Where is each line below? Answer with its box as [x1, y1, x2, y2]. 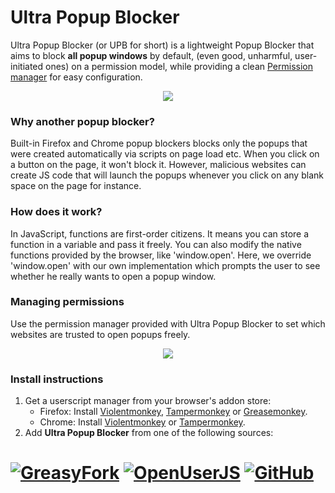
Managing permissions [10, 295, 125, 309]
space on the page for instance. [10, 180, 142, 192]
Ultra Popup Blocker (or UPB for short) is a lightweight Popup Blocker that [10, 39, 315, 51]
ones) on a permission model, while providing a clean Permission [45, 60, 314, 72]
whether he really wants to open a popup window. [10, 270, 217, 282]
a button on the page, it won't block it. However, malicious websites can [10, 159, 307, 171]
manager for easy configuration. [10, 71, 143, 83]
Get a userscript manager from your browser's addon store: [24, 395, 272, 407]
